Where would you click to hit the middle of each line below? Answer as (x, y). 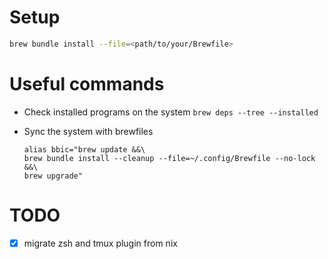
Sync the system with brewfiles (88, 131)
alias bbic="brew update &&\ (84, 149)
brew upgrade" (53, 176)
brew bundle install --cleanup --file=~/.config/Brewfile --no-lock (169, 158)
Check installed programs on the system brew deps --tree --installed (171, 112)
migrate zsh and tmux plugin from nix (100, 243)
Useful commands (87, 84)
